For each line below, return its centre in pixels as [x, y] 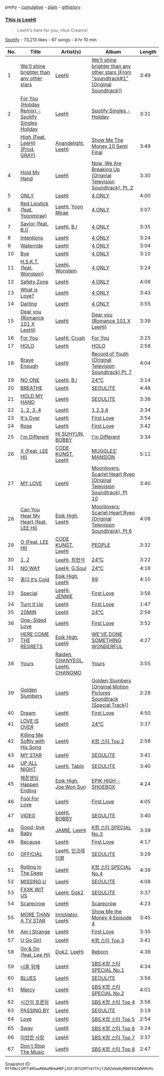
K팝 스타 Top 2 [108, 741]
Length [148, 52]
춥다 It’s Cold [35, 580]
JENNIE [64, 597]
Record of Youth [110, 354]
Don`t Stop [33, 1046]
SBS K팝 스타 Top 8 [113, 1049]
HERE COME [35, 634]
